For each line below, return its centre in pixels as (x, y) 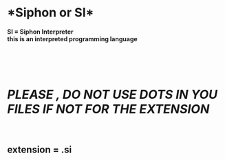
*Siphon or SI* (51, 13)
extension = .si (40, 150)
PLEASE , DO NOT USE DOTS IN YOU (112, 95)
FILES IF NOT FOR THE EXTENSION (108, 110)
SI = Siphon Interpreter (40, 32)
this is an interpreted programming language (72, 38)
